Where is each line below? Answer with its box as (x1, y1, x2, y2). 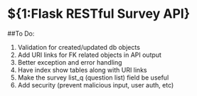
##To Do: (7, 29, 35, 38)
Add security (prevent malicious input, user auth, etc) (17, 80, 174, 89)
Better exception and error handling (17, 58, 122, 66)
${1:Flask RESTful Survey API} (7, 6, 191, 22)
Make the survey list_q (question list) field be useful (17, 73, 169, 82)
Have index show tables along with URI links (17, 65, 147, 74)
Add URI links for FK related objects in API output (17, 50, 162, 59)
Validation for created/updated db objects (17, 43, 141, 51)
